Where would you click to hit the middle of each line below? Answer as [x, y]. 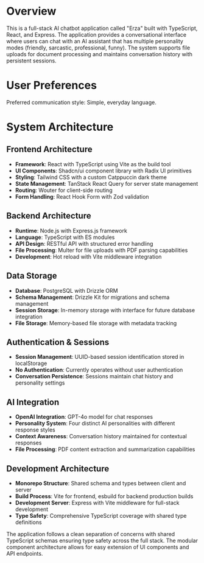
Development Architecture [58, 469]
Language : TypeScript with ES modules [65, 237]
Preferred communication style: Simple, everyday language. [81, 102]
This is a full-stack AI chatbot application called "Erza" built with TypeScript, [102, 28]
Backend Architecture [49, 216]
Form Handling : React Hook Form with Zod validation [82, 196]
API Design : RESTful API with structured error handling [84, 243]
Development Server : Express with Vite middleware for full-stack [97, 502]
